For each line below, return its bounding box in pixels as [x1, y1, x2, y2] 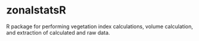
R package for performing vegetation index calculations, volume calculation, [6, 23, 194, 30]
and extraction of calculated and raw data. [6, 29, 110, 36]
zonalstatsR [6, 4, 67, 17]
